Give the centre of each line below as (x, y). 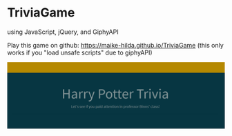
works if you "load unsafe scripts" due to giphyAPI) (80, 52)
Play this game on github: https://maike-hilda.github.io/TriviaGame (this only (116, 45)
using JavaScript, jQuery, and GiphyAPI (63, 32)
